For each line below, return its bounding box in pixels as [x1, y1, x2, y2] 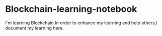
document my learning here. [5, 25, 64, 31]
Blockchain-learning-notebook [5, 3, 137, 15]
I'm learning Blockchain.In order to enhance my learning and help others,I [5, 20, 157, 26]
